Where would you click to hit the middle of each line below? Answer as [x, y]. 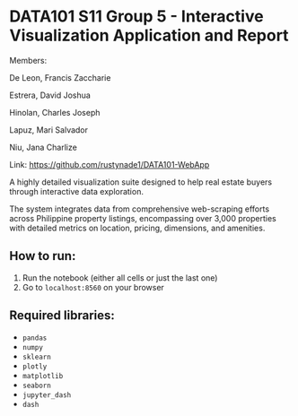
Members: [28, 60]
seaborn [36, 386]
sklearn [36, 357]
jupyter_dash [47, 395]
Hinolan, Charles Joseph [55, 112]
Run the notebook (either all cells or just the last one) [120, 277]
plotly [35, 366]
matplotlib [43, 376]
